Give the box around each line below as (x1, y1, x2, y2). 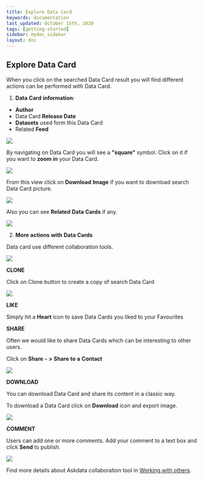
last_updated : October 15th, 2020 (6, 20, 94, 26)
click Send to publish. (6, 443, 61, 451)
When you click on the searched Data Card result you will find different (6, 76, 184, 83)
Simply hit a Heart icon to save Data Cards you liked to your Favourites (6, 313, 184, 320)
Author (15, 106, 34, 113)
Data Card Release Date (15, 112, 76, 119)
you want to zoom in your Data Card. (6, 155, 99, 162)
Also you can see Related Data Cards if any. (6, 208, 117, 215)
